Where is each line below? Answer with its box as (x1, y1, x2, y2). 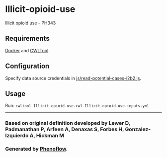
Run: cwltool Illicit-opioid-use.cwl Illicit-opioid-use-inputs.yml (5, 103, 150, 109)
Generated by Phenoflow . (5, 146, 68, 153)
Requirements (5, 34, 50, 43)
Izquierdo (5, 132, 29, 139)
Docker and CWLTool (5, 47, 49, 53)
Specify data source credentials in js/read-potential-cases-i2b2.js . (5, 75, 142, 81)
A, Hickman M (29, 132, 65, 139)
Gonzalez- (125, 126, 151, 133)
